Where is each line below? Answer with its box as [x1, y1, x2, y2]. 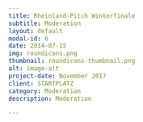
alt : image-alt [8, 65, 60, 73]
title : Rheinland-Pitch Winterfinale [8, 11, 136, 20]
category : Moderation [8, 86, 82, 95]
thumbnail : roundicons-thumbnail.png [8, 57, 136, 65]
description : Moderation [8, 95, 92, 103]
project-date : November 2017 [8, 72, 107, 80]
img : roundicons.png [8, 49, 78, 57]
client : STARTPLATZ [8, 79, 74, 87]
